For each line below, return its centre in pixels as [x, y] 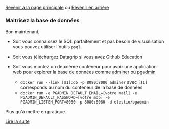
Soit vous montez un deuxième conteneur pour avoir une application [84, 67]
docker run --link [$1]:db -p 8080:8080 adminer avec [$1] [84, 82]
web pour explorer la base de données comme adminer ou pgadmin [84, 72]
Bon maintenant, [22, 32]
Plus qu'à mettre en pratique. [36, 112]
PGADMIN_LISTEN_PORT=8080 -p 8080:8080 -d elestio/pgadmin [84, 102]
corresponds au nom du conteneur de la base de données [81, 87]
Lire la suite [17, 121]
